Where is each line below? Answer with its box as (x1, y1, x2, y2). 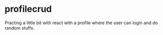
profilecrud (4, 3, 52, 15)
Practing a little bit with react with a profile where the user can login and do (4, 20, 158, 26)
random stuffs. (4, 25, 35, 31)
